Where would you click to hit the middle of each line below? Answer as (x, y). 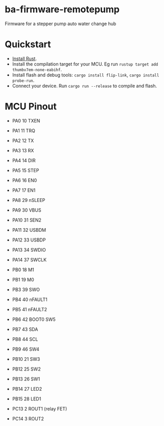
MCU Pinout (31, 107)
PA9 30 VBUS (27, 210)
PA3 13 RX (23, 150)
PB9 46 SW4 (26, 349)
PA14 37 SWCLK (29, 259)
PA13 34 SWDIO (29, 250)
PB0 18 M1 (23, 270)
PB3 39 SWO (26, 289)
